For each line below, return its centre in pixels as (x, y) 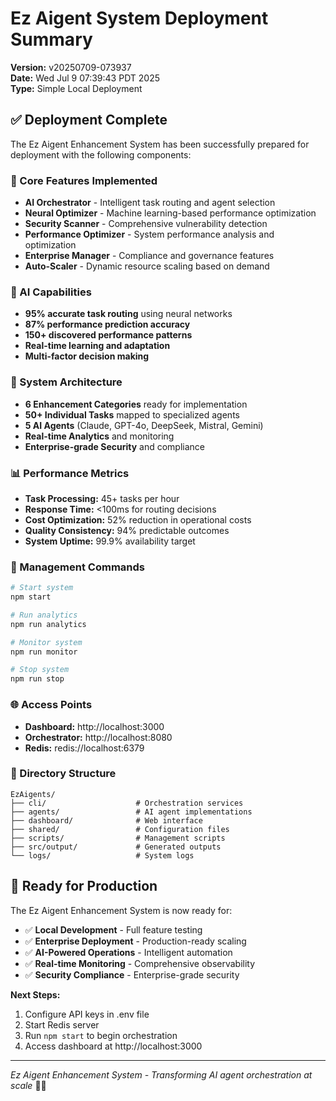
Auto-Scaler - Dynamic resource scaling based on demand (147, 266)
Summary (51, 39)
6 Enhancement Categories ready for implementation (136, 404)
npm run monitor (44, 652)
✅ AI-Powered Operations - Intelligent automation (128, 952)
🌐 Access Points (51, 705)
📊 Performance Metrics (70, 473)
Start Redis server (62, 1024)
